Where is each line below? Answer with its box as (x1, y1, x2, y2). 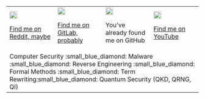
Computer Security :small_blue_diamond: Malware (9, 52, 154, 61)
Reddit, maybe (9, 32, 51, 40)
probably (57, 36, 84, 45)
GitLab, (57, 29, 78, 37)
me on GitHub (106, 36, 145, 45)
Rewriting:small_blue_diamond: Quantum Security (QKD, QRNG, (9, 75, 192, 83)
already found (106, 29, 146, 37)
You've (106, 21, 126, 29)
